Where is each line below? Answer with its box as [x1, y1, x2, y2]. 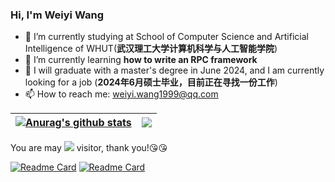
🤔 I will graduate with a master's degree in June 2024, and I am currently [24, 64, 325, 77]
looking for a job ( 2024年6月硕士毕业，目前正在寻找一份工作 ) [24, 76, 278, 88]
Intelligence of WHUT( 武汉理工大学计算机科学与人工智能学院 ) [24, 43, 278, 55]
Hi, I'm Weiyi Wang [10, 8, 104, 22]
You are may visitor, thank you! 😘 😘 [10, 142, 168, 154]
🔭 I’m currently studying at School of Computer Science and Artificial [24, 31, 309, 43]
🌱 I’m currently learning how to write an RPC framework [24, 54, 258, 66]
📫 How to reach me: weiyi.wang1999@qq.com [24, 88, 219, 100]
